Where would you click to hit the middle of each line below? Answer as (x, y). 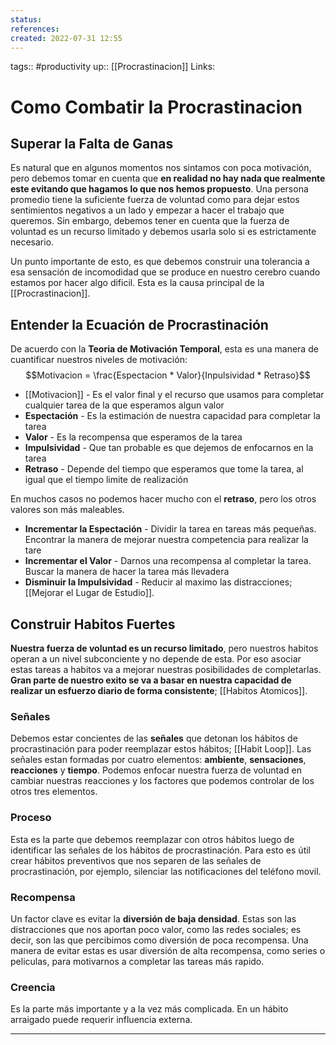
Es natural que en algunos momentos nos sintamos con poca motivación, (161, 168)
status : (26, 19)
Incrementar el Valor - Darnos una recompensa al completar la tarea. (168, 561)
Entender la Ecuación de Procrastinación (139, 324)
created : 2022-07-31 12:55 (66, 38)
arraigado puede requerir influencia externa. (101, 1020)
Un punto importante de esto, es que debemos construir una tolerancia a (160, 262)
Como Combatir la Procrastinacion (156, 107)
